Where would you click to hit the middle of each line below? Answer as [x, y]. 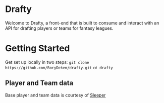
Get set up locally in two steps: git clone [47, 62]
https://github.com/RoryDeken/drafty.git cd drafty [59, 68]
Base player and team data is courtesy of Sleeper [55, 95]
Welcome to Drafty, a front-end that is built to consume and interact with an [82, 23]
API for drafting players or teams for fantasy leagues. [59, 28]
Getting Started [38, 49]
